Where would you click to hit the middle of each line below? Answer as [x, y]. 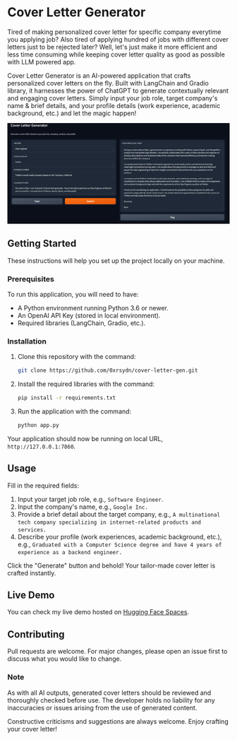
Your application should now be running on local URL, [85, 438]
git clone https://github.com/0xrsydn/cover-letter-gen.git [108, 371]
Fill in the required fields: [43, 486]
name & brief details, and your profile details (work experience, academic [114, 105]
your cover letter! [32, 729]
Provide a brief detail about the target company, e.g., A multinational [119, 514]
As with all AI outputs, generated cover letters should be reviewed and [109, 693]
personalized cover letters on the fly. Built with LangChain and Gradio [108, 83]
